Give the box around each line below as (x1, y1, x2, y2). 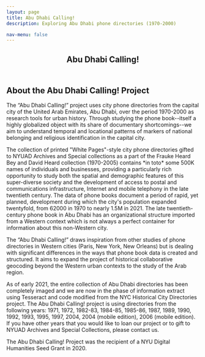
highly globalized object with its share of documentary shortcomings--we (6, 121, 192, 129)
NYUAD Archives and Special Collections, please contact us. (6, 326, 159, 334)
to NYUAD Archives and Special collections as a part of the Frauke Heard (6, 153, 191, 160)
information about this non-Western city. (6, 225, 108, 232)
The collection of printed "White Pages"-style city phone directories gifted (6, 146, 194, 153)
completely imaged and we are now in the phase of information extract (6, 287, 185, 294)
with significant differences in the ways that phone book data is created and (6, 249, 198, 256)
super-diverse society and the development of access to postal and (6, 178, 177, 186)
